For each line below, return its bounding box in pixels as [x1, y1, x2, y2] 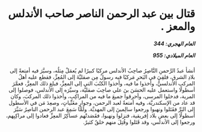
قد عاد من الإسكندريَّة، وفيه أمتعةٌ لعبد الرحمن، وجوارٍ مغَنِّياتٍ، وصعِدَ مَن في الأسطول [8, 99, 195, 107]
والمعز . [160, 19, 195, 33]
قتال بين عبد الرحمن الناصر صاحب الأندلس [8, 7, 195, 21]
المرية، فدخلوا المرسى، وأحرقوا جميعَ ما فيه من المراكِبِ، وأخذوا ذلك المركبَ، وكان [10, 93, 195, 100]
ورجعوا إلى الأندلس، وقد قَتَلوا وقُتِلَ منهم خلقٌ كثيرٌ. [82, 119, 195, 126]
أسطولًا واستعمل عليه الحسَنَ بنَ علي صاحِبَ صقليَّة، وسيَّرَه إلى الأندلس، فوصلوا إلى [8, 86, 195, 94]
